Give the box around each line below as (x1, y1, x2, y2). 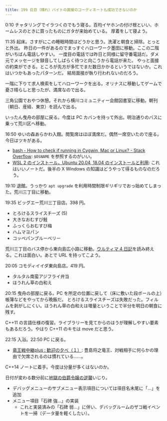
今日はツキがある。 (5, 137, 45, 143)
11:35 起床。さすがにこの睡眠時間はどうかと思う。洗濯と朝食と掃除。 (5, 38, 148, 44)
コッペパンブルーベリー (12, 235, 61, 241)
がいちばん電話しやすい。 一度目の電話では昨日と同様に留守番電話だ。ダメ (5, 51, 159, 57)
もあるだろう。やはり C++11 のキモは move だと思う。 (5, 325, 116, 331)
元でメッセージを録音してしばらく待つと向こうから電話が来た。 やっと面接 (5, 57, 160, 63)
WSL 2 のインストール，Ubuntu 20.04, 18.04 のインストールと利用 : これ (12, 159, 161, 165)
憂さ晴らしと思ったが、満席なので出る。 (5, 86, 88, 92)
